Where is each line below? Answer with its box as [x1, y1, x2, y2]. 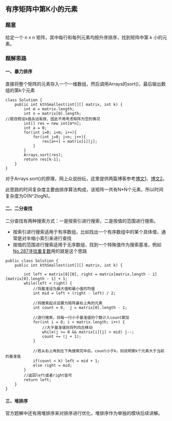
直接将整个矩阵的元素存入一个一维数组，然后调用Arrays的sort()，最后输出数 [5, 81, 166, 87]
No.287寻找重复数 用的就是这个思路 [12, 248, 87, 254]
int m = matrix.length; [24, 106, 74, 111]
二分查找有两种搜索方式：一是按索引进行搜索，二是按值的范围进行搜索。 [5, 218, 158, 224]
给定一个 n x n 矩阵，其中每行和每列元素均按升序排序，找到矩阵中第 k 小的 [5, 34, 163, 40]
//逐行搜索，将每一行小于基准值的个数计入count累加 [32, 315, 129, 320]
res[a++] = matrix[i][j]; [42, 139, 98, 144]
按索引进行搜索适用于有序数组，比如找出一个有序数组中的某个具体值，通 [12, 229, 166, 235]
